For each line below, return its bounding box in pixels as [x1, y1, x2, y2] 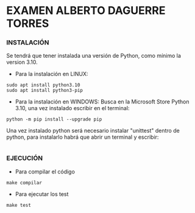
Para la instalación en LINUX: [15, 71, 88, 78]
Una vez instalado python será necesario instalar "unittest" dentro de [6, 127, 180, 134]
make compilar [6, 180, 43, 186]
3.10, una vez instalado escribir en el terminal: [15, 105, 130, 112]
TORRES [6, 16, 49, 30]
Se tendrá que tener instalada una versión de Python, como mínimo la [6, 52, 182, 60]
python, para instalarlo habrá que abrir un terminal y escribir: [6, 133, 159, 141]
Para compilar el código [15, 168, 75, 175]
